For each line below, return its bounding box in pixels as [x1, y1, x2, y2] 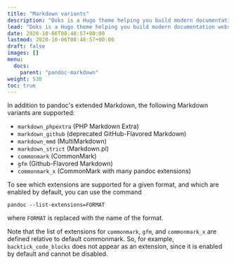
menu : [7, 56, 23, 63]
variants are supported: [7, 109, 75, 117]
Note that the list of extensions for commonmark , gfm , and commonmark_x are [7, 227, 217, 236]
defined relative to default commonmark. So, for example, [7, 235, 174, 243]
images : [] [7, 50, 39, 57]
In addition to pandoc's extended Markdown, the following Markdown [7, 101, 209, 109]
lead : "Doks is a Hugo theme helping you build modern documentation [7, 23, 216, 30]
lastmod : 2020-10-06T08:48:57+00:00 [7, 36, 114, 43]
